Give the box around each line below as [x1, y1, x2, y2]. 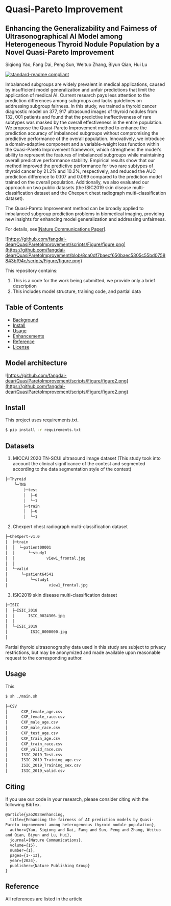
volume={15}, [10, 843, 38, 848]
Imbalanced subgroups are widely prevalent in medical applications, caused [5, 81, 165, 87]
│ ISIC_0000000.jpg [5, 629, 67, 635]
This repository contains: [5, 267, 58, 274]
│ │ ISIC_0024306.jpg [5, 613, 65, 618]
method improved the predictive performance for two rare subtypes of [5, 163, 154, 169]
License [12, 344, 30, 350]
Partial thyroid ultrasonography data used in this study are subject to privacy [5, 644, 166, 650]
